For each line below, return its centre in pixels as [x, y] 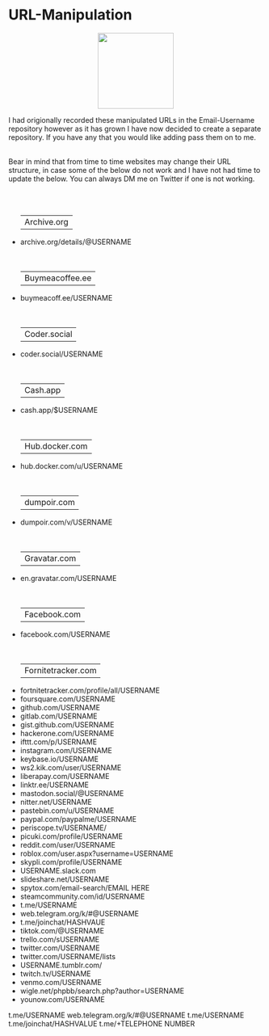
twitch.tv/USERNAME [55, 973]
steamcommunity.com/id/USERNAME [82, 896]
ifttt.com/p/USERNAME [59, 742]
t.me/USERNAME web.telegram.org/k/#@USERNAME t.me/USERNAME [126, 1015]
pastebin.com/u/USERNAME [67, 811]
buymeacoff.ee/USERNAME [66, 297]
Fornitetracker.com [60, 670]
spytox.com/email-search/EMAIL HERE [85, 887]
